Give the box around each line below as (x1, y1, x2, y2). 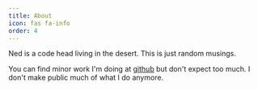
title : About (8, 11, 53, 20)
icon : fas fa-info (8, 19, 70, 27)
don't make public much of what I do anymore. (8, 73, 164, 83)
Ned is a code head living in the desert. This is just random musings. (8, 49, 236, 59)
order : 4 (8, 27, 38, 35)
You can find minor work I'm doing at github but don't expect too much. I (8, 64, 251, 74)
